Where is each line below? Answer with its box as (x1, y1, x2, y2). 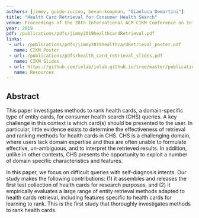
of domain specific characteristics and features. (6, 158, 123, 165)
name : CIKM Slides (14, 58, 60, 64)
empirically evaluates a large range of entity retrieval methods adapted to (6, 188, 185, 195)
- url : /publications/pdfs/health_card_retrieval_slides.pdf (8, 53, 163, 59)
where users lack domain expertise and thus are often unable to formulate (6, 139, 187, 146)
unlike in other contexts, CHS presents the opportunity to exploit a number (6, 151, 188, 158)
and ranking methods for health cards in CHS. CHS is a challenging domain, (6, 132, 191, 139)
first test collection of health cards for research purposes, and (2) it (6, 181, 171, 188)
